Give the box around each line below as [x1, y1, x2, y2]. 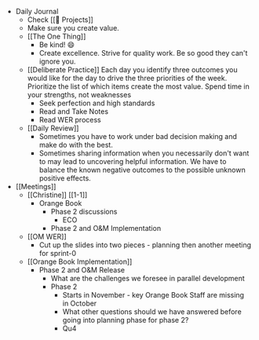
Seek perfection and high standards [38, 98, 155, 108]
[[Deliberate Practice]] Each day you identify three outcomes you [27, 65, 238, 74]
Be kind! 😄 [38, 40, 75, 49]
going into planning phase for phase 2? [62, 316, 189, 324]
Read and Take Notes [38, 107, 108, 116]
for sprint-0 [38, 249, 77, 258]
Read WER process [38, 115, 101, 124]
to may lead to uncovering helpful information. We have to [38, 157, 227, 166]
